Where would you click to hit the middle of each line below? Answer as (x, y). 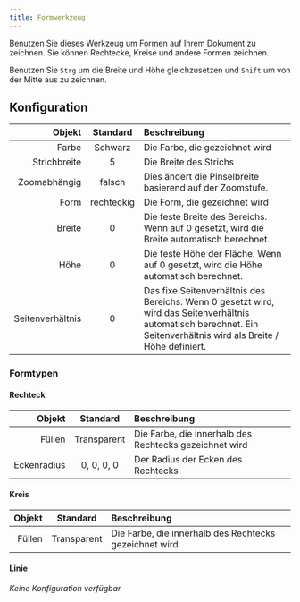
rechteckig (112, 202)
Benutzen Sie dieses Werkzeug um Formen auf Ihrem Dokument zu (133, 43)
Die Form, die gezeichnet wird (206, 202)
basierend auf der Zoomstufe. (206, 188)
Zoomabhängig (50, 182)
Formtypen (34, 374)
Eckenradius (40, 464)
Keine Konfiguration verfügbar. (66, 588)
